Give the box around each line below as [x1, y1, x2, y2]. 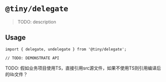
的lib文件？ [5, 71, 28, 77]
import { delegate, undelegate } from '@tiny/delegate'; [5, 47, 127, 52]
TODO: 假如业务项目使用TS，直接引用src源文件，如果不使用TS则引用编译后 [5, 65, 161, 71]
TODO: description [17, 19, 57, 25]
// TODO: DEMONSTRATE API [5, 55, 59, 60]
